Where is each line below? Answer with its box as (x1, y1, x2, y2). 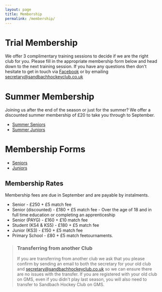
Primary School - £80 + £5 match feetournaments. (12, 233, 113, 238)
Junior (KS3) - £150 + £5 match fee (12, 227, 83, 233)
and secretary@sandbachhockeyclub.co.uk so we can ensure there (16, 266, 152, 272)
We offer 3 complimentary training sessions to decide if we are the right (5, 53, 149, 59)
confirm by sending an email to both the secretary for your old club (16, 261, 151, 267)
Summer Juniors (12, 127, 45, 133)
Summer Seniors (12, 122, 46, 128)
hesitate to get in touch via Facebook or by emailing (5, 69, 109, 74)
